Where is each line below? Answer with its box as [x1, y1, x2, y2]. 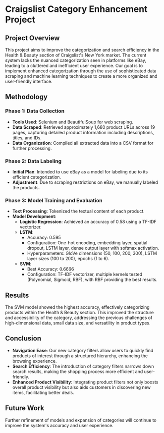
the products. [12, 184, 40, 190]
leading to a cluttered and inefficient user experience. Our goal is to [5, 63, 143, 68]
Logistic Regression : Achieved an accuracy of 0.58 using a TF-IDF [19, 219, 157, 225]
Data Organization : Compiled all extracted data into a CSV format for [12, 140, 154, 146]
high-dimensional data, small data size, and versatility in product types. [5, 320, 151, 326]
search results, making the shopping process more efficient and [12, 368, 143, 375]
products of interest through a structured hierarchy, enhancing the [12, 353, 148, 359]
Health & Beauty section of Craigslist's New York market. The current [5, 52, 147, 58]
